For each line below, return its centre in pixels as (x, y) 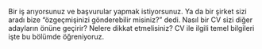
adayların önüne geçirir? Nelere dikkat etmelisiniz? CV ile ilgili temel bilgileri (131, 28)
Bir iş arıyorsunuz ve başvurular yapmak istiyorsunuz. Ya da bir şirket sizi (128, 11)
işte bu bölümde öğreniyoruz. (56, 36)
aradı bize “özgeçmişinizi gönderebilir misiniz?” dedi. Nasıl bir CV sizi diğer (130, 20)
